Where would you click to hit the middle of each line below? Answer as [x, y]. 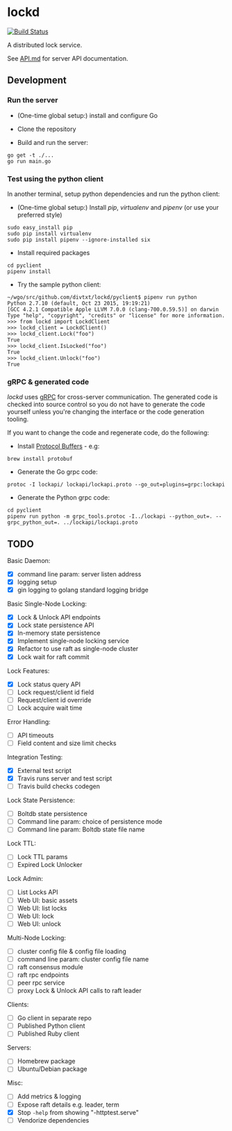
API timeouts [35, 735]
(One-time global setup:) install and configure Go [88, 115]
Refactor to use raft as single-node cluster [78, 649]
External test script [44, 770]
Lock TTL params [42, 857]
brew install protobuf [40, 459]
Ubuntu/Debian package [52, 1069]
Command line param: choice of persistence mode [90, 822]
